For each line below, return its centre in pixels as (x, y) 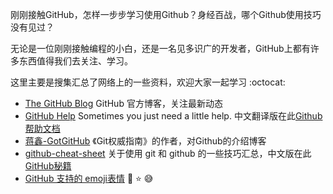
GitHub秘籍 (48, 166)
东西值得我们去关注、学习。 (75, 61)
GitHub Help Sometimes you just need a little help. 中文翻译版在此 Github (173, 116)
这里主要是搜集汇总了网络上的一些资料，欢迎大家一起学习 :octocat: (148, 82)
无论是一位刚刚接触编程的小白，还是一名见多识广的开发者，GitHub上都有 (160, 48)
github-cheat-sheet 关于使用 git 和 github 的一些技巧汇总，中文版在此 (168, 153)
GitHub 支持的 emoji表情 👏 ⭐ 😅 (89, 178)
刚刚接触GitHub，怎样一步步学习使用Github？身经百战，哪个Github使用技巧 (166, 14)
